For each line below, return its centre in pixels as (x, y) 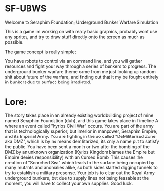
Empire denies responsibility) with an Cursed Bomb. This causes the (74, 157)
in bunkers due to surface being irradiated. (48, 82)
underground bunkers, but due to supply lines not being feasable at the (77, 178)
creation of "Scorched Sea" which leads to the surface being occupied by (80, 162)
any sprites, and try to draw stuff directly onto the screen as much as (75, 37)
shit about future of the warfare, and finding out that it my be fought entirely (82, 77)
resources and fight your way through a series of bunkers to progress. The (81, 66)
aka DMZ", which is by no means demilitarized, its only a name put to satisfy (82, 141)
